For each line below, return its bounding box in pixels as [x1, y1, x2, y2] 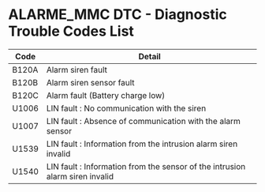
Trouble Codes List [8, 22, 134, 40]
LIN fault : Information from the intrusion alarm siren [46, 138, 238, 149]
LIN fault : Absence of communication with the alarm [46, 115, 241, 126]
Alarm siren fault [46, 64, 108, 75]
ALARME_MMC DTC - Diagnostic [8, 6, 227, 24]
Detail [138, 51, 162, 62]
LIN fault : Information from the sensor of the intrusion [46, 160, 246, 171]
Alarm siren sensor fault [46, 77, 136, 88]
